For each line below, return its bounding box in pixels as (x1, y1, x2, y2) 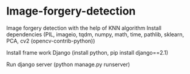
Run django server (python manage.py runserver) (6, 61, 131, 68)
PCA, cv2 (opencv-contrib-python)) (6, 37, 95, 44)
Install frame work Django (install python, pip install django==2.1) (6, 49, 169, 56)
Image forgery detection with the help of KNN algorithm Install (6, 24, 162, 32)
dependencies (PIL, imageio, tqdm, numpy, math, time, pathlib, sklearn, (6, 30, 184, 38)
